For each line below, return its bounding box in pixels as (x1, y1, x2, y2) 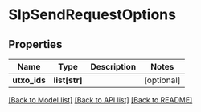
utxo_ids (12, 74, 46, 86)
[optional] (143, 74, 181, 86)
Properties (8, 38, 63, 51)
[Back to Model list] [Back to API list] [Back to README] (8, 95, 193, 105)
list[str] (53, 74, 83, 86)
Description (90, 62, 137, 72)
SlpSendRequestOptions (8, 6, 177, 24)
